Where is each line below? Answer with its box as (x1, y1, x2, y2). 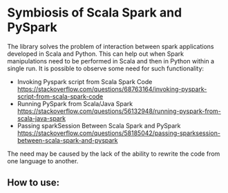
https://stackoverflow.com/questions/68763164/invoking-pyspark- (17, 85, 207, 93)
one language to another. (7, 156, 79, 165)
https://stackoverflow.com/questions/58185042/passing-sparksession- (17, 129, 221, 137)
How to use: (7, 177, 60, 189)
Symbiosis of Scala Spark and (7, 5, 182, 21)
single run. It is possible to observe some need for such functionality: (7, 64, 205, 72)
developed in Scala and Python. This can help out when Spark (7, 50, 184, 58)
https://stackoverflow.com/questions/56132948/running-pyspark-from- (17, 107, 221, 115)
